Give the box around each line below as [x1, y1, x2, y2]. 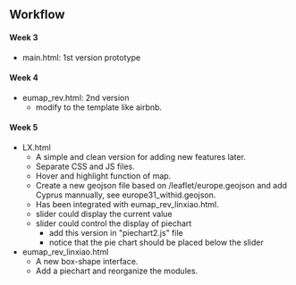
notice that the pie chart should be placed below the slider [48, 237, 264, 247]
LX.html [21, 142, 51, 153]
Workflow [9, 7, 65, 22]
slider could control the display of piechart [35, 218, 192, 229]
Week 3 [9, 31, 38, 43]
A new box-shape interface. [35, 256, 139, 266]
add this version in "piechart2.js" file [48, 228, 183, 238]
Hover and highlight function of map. [35, 171, 172, 181]
